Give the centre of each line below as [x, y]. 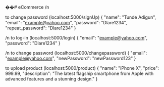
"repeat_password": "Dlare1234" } [41, 28]
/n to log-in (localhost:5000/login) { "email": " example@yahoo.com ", [76, 38]
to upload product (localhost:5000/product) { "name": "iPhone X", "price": [82, 68]
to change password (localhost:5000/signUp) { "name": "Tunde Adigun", [81, 17]
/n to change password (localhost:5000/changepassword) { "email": [76, 53]
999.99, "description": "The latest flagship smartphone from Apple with [79, 73]
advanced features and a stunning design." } [51, 79]
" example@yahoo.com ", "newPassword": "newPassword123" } [71, 58]
